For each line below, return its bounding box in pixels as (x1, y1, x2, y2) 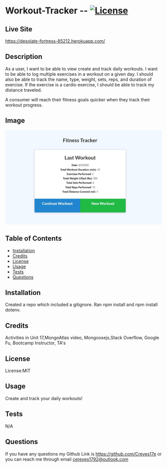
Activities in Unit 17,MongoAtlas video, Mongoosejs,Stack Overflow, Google (5, 335, 160, 341)
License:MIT (5, 368, 31, 374)
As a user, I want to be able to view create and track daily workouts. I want (5, 65, 158, 72)
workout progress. (5, 102, 43, 108)
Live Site (5, 25, 32, 33)
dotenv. (5, 307, 21, 313)
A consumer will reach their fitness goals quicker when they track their (5, 96, 151, 102)
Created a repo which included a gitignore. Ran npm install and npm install (5, 302, 158, 308)
